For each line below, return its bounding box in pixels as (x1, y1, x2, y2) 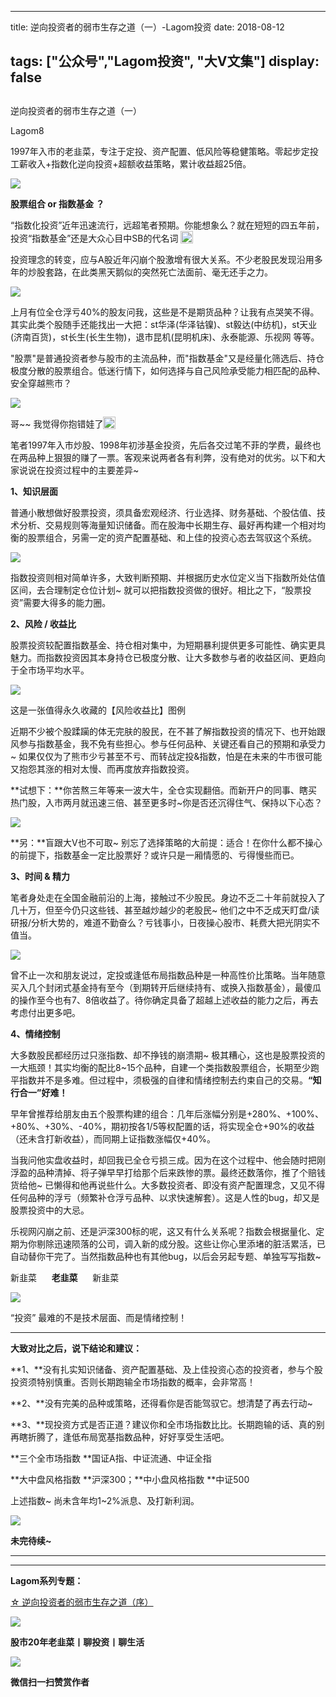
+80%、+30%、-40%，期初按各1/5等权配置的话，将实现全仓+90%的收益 (10, 1120, 315, 1132)
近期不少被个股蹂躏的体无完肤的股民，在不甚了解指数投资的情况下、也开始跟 (10, 725, 326, 737)
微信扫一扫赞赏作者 (10, 1676, 90, 1688)
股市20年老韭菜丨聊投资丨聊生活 (10, 1636, 145, 1648)
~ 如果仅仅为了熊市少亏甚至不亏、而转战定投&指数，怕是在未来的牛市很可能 (10, 750, 323, 762)
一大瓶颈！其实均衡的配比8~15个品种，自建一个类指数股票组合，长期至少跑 (10, 1061, 320, 1073)
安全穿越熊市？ (10, 377, 72, 389)
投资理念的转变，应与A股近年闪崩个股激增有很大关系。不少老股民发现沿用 (10, 253, 315, 265)
